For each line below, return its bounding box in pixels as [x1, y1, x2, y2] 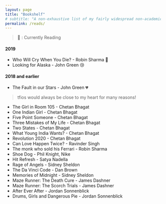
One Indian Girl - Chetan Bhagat [12, 109, 78, 115]
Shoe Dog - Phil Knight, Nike [12, 151, 71, 157]
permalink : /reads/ [5, 21, 45, 26]
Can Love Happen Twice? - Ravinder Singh [12, 140, 100, 146]
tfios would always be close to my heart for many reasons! [17, 94, 136, 100]
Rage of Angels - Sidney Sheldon [12, 162, 80, 167]
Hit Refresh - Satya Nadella [12, 156, 68, 162]
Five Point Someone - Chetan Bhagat [12, 114, 88, 120]
